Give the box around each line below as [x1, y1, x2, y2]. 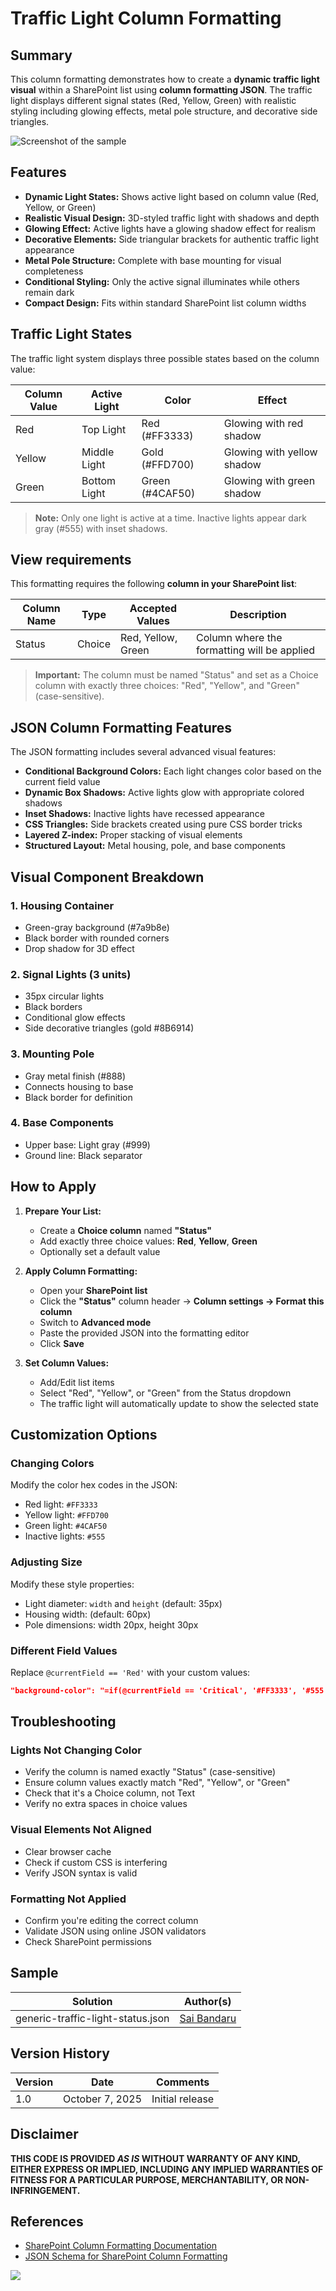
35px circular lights [24, 990, 105, 1002]
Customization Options [10, 1427, 158, 1444]
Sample [10, 1965, 59, 1982]
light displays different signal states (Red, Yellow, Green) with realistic [10, 95, 297, 106]
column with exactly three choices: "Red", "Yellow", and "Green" [34, 680, 300, 692]
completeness [24, 265, 84, 277]
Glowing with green [223, 473, 316, 487]
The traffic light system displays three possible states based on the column [10, 352, 320, 364]
